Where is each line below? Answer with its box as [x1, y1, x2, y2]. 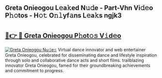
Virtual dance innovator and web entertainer [58, 47, 146, 52]
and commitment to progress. [5, 68, 64, 73]
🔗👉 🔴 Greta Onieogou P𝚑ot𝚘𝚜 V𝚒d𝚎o [5, 31, 121, 40]
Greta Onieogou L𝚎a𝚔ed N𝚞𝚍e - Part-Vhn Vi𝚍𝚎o [5, 4, 153, 12]
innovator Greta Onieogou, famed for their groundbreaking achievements [5, 62, 151, 68]
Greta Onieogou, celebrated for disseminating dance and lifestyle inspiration [5, 52, 157, 58]
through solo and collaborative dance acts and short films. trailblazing [5, 58, 144, 63]
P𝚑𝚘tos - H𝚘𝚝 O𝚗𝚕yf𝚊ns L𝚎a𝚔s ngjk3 [5, 12, 122, 20]
